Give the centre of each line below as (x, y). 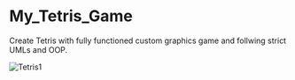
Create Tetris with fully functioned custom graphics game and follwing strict (147, 40)
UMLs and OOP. (39, 49)
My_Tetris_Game (71, 16)
